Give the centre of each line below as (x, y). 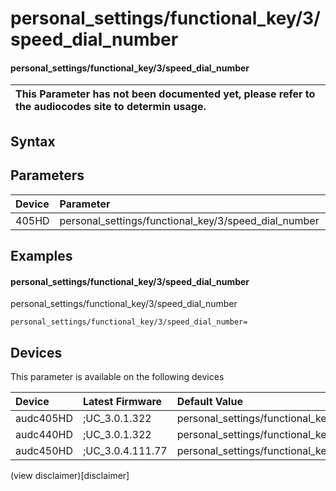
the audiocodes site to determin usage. (111, 107)
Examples (41, 255)
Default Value (209, 401)
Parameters (47, 175)
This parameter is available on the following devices (117, 376)
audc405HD (44, 418)
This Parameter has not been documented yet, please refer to (165, 94)
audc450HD (44, 450)
